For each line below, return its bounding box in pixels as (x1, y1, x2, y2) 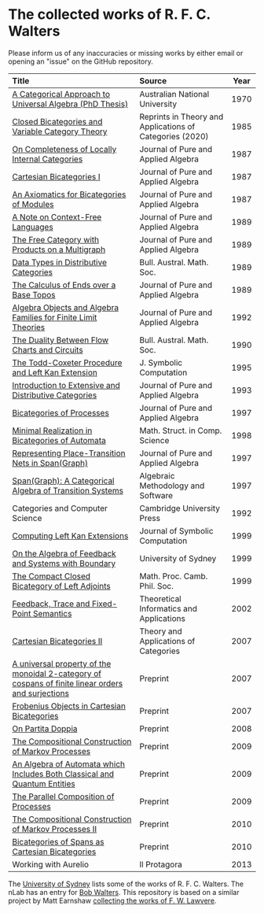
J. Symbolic (139, 357, 183, 368)
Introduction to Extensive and (12, 379, 120, 390)
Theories (12, 321, 46, 332)
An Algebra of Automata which (12, 758, 126, 769)
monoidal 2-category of (12, 667, 102, 678)
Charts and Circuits (12, 344, 84, 355)
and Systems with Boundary (12, 557, 116, 568)
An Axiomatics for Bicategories (12, 189, 126, 200)
